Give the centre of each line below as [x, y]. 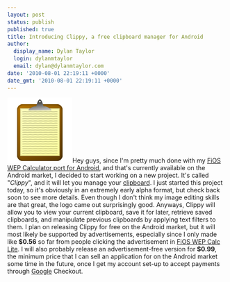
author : [18, 44]
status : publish [31, 22]
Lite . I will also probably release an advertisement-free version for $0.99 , [112, 249]
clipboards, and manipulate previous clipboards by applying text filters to [112, 219]
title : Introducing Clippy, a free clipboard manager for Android [105, 37]
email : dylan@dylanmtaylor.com [59, 66]
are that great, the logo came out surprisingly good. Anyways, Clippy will [111, 204]
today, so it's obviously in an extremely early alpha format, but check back [114, 190]
